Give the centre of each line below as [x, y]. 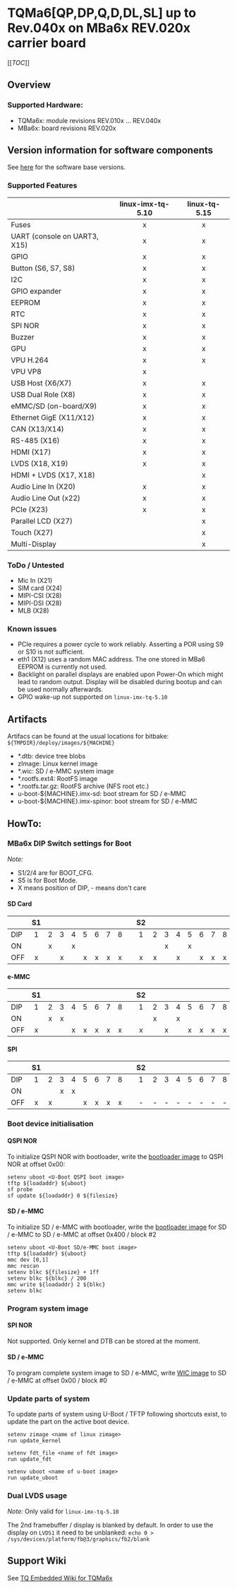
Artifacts [27, 719]
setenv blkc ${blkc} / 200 [47, 1278]
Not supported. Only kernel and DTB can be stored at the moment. [104, 1341]
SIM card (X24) [39, 588]
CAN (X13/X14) [38, 429]
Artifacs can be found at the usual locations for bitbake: [88, 736]
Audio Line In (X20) [43, 486]
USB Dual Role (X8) [43, 394]
